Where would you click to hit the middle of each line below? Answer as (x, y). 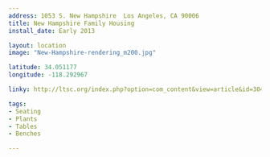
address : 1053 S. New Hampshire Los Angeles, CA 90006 (104, 16)
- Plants (23, 119)
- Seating (25, 111)
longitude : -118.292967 (48, 75)
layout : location (37, 45)
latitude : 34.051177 (43, 68)
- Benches (25, 134)
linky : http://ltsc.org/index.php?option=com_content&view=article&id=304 (136, 89)
